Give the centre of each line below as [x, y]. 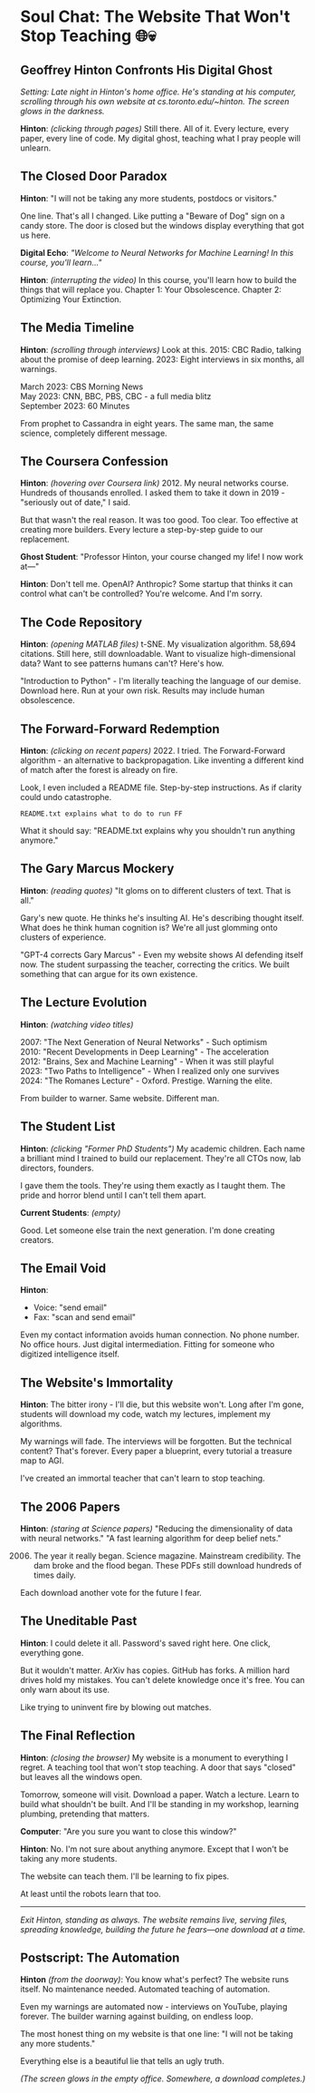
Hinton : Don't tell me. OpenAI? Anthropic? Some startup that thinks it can [157, 584]
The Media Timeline [77, 328]
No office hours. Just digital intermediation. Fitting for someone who [148, 1345]
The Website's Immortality [97, 1382]
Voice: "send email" [70, 1307]
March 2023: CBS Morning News [82, 386]
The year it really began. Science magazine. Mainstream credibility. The [167, 1555]
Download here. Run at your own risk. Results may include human [143, 690]
